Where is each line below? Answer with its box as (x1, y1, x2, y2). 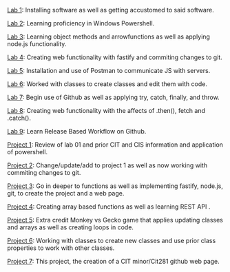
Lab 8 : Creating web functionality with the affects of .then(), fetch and (7, 107, 205, 114)
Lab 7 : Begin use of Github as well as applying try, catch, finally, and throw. (7, 93, 220, 101)
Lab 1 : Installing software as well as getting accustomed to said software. (7, 6, 215, 14)
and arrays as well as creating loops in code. (7, 223, 134, 231)
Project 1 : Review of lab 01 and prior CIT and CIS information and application (7, 140, 224, 149)
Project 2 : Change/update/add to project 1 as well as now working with (7, 161, 208, 169)
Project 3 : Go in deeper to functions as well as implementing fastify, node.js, (7, 182, 224, 190)
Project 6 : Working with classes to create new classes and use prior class (7, 237, 216, 244)
